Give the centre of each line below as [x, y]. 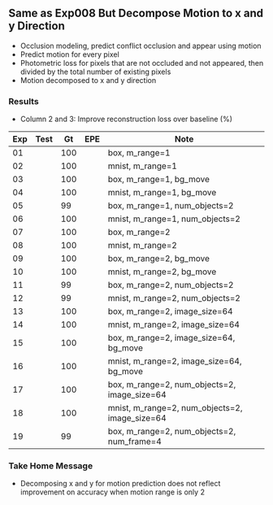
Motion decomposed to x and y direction [88, 80]
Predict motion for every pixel [69, 54]
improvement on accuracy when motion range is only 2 [113, 492]
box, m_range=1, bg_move [158, 180]
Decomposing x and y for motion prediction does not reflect [120, 484]
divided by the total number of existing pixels [95, 72]
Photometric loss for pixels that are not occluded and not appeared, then [142, 63]
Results [24, 101]
